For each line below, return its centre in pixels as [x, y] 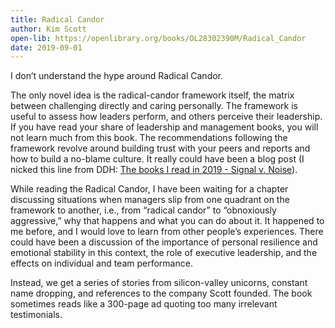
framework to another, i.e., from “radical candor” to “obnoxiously [143, 210]
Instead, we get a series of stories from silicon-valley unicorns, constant [159, 283]
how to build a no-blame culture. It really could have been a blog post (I [157, 159]
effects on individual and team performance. [101, 263]
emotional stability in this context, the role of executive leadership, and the [164, 253]
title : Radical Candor [57, 19]
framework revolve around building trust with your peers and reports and [160, 148]
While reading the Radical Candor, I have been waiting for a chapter [149, 189]
